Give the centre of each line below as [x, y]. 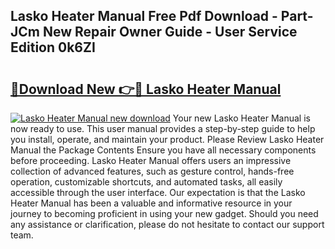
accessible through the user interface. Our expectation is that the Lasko [158, 192]
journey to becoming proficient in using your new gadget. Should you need [164, 213]
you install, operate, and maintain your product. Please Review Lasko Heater [167, 139]
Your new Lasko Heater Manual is [241, 118]
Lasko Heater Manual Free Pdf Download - [144, 16]
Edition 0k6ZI [53, 47]
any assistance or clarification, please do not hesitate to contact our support [167, 224]
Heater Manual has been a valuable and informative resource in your [151, 203]
